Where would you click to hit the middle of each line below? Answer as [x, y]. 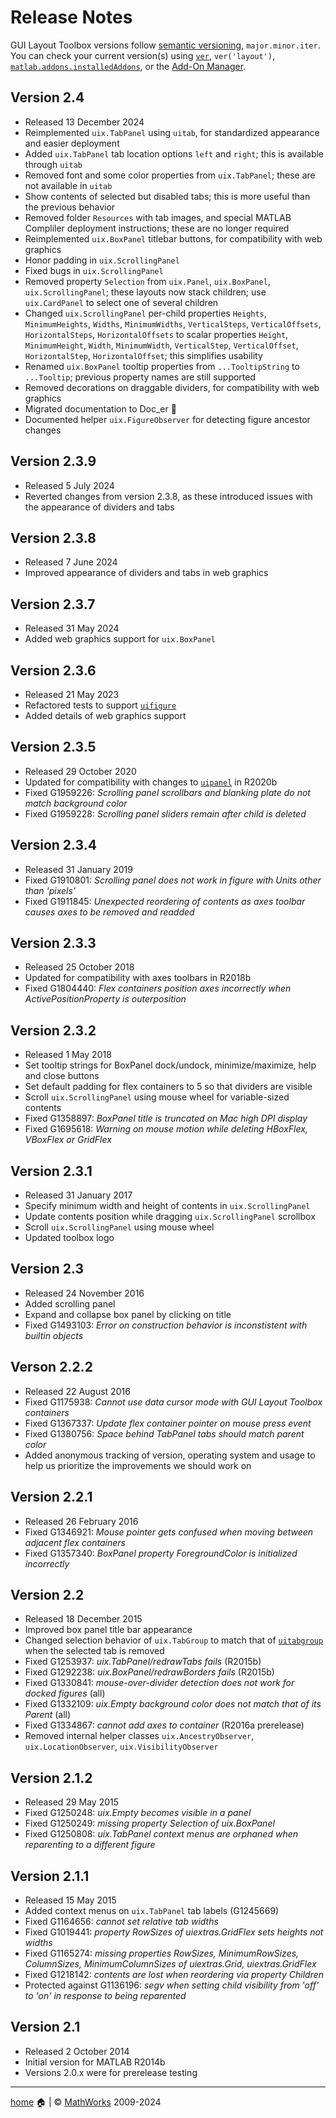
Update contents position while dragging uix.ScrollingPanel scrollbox [170, 1217]
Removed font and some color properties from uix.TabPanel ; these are [170, 175]
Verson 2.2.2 [51, 1367]
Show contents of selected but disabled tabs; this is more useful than [167, 196]
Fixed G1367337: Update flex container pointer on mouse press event [168, 1423]
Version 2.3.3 [53, 943]
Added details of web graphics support [105, 715]
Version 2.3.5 [53, 747]
